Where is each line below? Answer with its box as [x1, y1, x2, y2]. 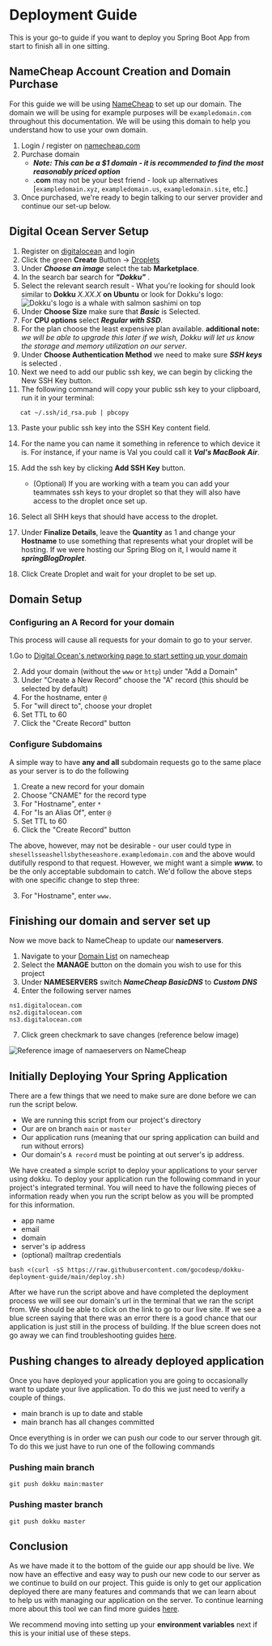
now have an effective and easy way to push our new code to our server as [9, 1570, 261, 1579]
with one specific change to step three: [9, 875, 140, 884]
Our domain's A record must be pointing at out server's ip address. [20, 1150, 245, 1160]
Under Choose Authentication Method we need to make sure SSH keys [20, 349, 262, 359]
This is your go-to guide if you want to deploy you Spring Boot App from [9, 32, 250, 42]
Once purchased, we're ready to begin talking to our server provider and [20, 192, 263, 202]
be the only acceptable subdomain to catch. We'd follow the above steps [9, 866, 253, 876]
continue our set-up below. [20, 201, 112, 210]
